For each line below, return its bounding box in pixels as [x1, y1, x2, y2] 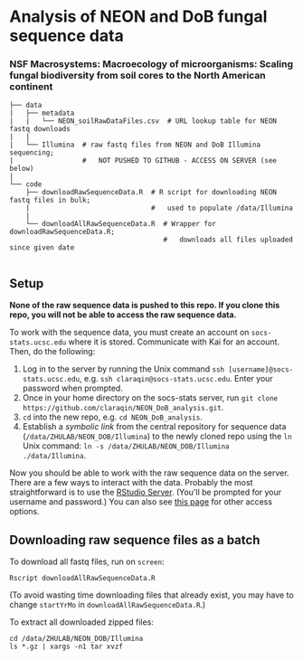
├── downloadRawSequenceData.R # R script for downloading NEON [25, 188, 278, 197]
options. [9, 506, 41, 517]
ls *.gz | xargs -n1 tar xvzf [9, 642, 124, 652]
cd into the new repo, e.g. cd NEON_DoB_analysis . [22, 411, 204, 422]
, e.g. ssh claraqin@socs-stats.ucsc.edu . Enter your [80, 373, 273, 384]
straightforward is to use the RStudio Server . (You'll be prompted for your [9, 486, 282, 498]
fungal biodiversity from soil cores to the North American [9, 70, 267, 82]
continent [9, 80, 53, 93]
